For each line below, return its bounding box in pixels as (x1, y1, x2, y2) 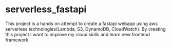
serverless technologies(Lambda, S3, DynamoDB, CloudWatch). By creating (5, 26, 166, 32)
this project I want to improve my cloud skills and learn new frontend (5, 31, 150, 37)
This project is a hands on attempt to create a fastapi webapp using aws (5, 20, 158, 27)
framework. (5, 37, 30, 43)
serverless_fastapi (5, 4, 87, 15)
